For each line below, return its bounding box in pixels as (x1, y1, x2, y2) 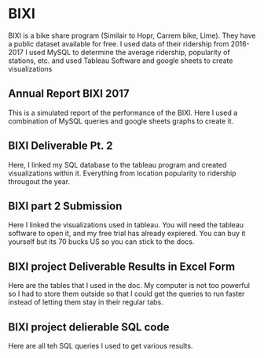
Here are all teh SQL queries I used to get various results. (8, 341, 193, 350)
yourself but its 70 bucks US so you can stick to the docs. (8, 237, 195, 246)
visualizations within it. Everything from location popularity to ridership (8, 168, 237, 178)
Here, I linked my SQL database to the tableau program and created (8, 160, 227, 169)
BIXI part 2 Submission (8, 199, 123, 212)
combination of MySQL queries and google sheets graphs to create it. (8, 116, 234, 126)
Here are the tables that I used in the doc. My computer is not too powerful (8, 281, 250, 290)
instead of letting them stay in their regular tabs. (8, 297, 163, 307)
